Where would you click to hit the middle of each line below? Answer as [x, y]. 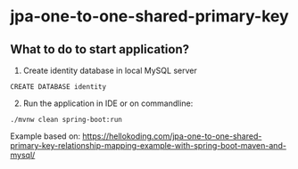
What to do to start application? [100, 49]
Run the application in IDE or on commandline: [108, 103]
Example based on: [46, 136]
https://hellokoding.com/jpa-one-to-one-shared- [172, 136]
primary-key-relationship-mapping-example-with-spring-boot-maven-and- [148, 145]
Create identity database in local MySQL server [110, 70]
